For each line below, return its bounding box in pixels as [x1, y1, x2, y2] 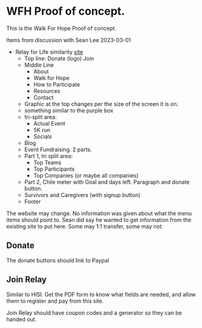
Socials [33, 133, 52, 140]
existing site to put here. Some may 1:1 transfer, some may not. [6, 222, 164, 230]
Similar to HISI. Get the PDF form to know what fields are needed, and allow [6, 291, 197, 298]
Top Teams [33, 158, 62, 166]
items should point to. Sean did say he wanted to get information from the [6, 216, 192, 223]
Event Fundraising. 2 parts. [24, 146, 93, 153]
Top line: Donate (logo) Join [24, 54, 95, 62]
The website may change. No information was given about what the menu [6, 209, 192, 217]
